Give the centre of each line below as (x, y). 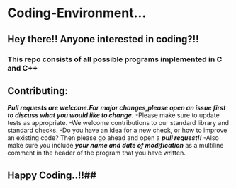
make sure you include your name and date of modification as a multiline (116, 146)
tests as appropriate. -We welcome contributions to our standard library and (118, 123)
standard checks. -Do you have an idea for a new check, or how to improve (117, 130)
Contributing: (38, 91)
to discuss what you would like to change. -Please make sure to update (113, 115)
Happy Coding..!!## (52, 175)
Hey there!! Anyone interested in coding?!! (103, 39)
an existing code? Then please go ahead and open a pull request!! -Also (113, 138)
